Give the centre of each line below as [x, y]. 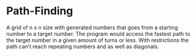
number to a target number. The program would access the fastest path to [98, 33]
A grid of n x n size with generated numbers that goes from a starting [92, 27]
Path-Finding [40, 11]
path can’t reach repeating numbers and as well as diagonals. [83, 46]
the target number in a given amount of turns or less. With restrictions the [97, 40]
